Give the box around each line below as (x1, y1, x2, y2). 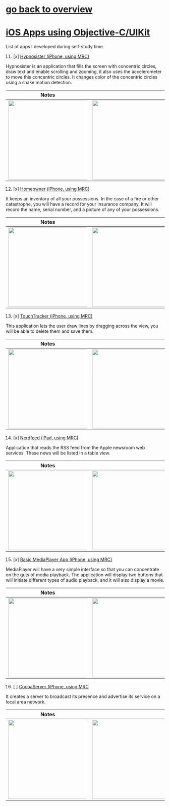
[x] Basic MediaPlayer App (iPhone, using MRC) (13, 556, 112, 563)
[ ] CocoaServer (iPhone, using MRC (13, 684, 89, 690)
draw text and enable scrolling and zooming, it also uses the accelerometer (6, 68, 162, 75)
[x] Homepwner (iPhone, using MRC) (13, 186, 90, 192)
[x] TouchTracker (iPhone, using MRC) (13, 313, 93, 319)
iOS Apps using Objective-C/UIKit (6, 27, 150, 39)
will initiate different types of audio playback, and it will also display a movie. (6, 577, 164, 583)
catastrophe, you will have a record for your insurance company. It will (6, 201, 152, 207)
